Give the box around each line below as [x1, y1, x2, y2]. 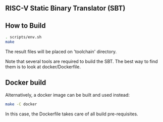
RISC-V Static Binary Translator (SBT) [5, 4, 126, 13]
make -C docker [5, 101, 37, 107]
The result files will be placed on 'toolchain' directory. [5, 48, 117, 55]
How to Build [5, 21, 46, 30]
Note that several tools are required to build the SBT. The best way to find [5, 58, 158, 64]
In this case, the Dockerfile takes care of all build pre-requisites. [5, 111, 138, 117]
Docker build [5, 78, 46, 87]
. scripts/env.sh [5, 35, 42, 40]
